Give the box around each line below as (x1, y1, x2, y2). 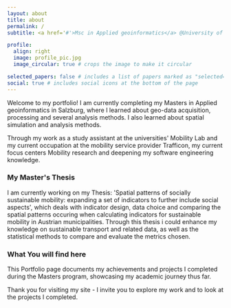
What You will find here (7, 249, 87, 258)
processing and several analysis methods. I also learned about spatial (7, 113, 204, 121)
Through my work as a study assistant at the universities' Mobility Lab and (7, 133, 218, 142)
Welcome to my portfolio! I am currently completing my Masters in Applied (7, 98, 218, 107)
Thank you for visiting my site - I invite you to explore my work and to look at (7, 286, 224, 294)
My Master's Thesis (7, 173, 76, 182)
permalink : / (7, 23, 45, 30)
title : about (7, 16, 45, 23)
